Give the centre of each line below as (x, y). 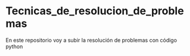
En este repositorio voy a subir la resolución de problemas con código (91, 40)
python (14, 46)
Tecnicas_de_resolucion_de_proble (95, 11)
